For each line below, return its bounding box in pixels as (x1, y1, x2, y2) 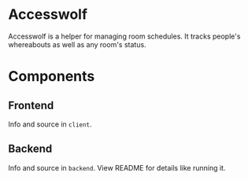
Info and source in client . (8, 119, 92, 129)
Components (8, 68, 95, 86)
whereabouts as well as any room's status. (8, 39, 147, 49)
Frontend (8, 98, 54, 112)
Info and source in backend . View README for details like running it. (8, 163, 226, 172)
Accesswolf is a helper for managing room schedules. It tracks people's (8, 31, 241, 41)
